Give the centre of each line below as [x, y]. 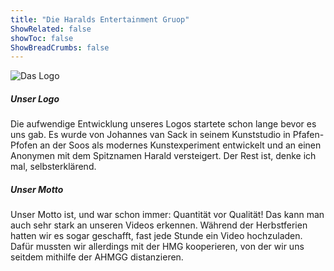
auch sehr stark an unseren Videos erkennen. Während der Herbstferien [159, 225]
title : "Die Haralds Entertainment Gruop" [100, 19]
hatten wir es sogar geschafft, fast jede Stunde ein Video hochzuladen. [156, 236]
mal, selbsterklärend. [53, 167]
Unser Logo [35, 98]
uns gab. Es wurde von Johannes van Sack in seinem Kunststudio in [150, 135]
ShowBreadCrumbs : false [60, 47]
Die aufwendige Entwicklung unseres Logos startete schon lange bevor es [163, 124]
